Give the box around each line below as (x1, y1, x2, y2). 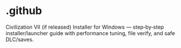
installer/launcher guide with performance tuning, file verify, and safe (5, 29, 175, 36)
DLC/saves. (5, 36, 34, 43)
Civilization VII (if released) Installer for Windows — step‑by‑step (5, 23, 164, 30)
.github (5, 4, 42, 18)
